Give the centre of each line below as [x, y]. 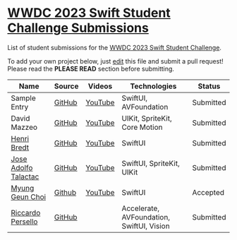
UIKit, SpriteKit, [147, 118]
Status [209, 86]
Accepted [208, 192]
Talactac [25, 176]
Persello [24, 222]
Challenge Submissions [78, 28]
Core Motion [142, 127]
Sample [24, 98]
